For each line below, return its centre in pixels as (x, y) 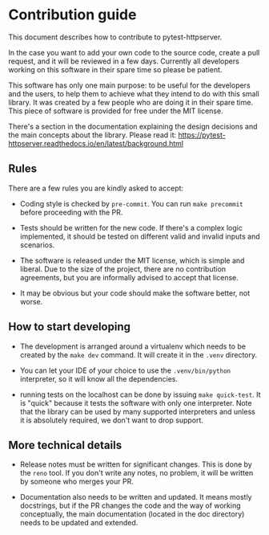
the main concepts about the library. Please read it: (92, 135)
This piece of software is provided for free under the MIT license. (116, 111)
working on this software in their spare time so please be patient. (115, 69)
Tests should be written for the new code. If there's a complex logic (131, 227)
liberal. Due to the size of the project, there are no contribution (123, 269)
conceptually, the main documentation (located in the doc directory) (132, 514)
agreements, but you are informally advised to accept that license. (129, 277)
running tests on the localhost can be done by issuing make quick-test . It (141, 394)
